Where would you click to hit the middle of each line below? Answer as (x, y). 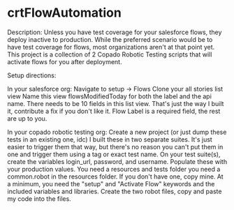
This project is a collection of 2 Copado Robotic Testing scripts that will (110, 54)
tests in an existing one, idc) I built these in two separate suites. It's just (110, 139)
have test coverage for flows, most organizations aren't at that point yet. (111, 47)
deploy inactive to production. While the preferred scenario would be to (110, 39)
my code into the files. (39, 198)
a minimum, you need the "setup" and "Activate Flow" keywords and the (111, 183)
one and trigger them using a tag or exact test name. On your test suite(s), (114, 154)
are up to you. (27, 118)
